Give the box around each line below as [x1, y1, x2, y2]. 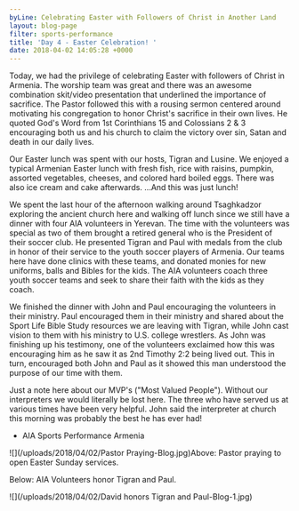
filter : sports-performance [9, 29, 114, 38]
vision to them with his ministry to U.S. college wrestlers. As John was [9, 330, 266, 340]
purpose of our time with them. [9, 368, 123, 379]
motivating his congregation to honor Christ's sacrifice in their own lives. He [9, 108, 287, 119]
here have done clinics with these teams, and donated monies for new [9, 256, 267, 267]
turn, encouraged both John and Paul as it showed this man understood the [9, 358, 287, 369]
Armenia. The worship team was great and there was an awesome [9, 80, 252, 91]
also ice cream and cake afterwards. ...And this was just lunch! [9, 182, 238, 193]
